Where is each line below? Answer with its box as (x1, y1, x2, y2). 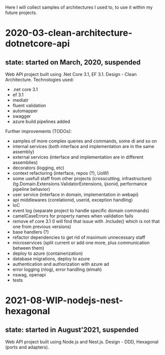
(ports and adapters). (5, 344, 49, 350)
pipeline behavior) (12, 186, 50, 192)
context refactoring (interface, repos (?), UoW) (12, 170, 109, 176)
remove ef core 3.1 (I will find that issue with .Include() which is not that (12, 219, 160, 224)
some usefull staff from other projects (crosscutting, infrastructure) (12, 176, 152, 181)
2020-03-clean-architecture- (5, 27, 132, 39)
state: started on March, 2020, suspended (5, 58, 141, 66)
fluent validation (12, 103, 46, 108)
